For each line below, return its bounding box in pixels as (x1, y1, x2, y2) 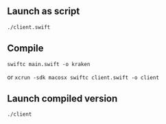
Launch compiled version (7, 93, 118, 105)
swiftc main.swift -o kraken (7, 61, 91, 68)
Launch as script (7, 6, 80, 17)
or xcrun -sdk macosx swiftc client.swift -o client (7, 72, 160, 81)
